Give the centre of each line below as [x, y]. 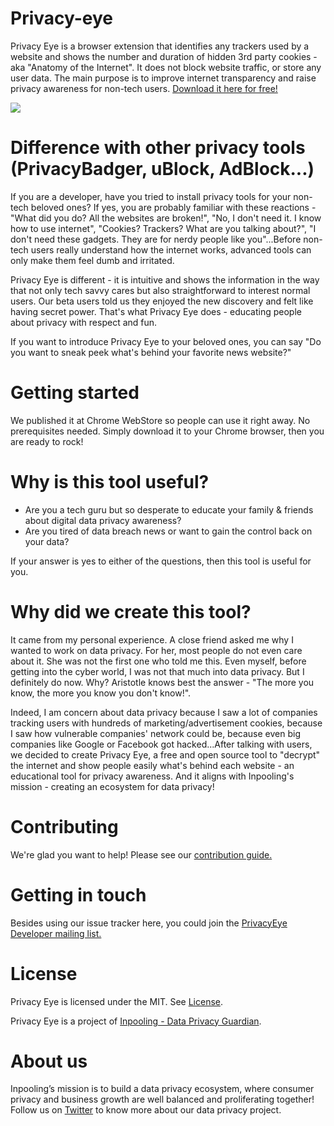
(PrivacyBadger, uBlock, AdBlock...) [162, 169]
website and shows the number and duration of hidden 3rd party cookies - [164, 56]
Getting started [75, 393]
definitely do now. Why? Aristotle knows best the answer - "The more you [162, 682]
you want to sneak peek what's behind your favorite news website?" [151, 352]
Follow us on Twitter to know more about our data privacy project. [146, 1110]
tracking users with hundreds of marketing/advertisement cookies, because [166, 723]
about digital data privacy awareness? [103, 520]
